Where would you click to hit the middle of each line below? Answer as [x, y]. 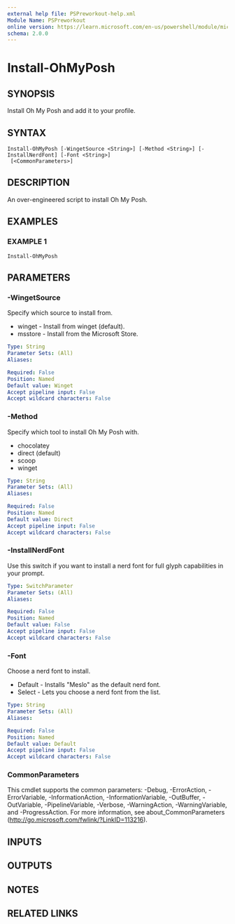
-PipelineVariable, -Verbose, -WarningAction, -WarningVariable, [136, 805]
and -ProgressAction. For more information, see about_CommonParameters [116, 812]
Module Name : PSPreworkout [47, 20]
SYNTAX [27, 133]
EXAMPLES [33, 222]
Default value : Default [42, 744]
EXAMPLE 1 [27, 241]
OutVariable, [25, 805]
